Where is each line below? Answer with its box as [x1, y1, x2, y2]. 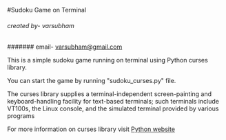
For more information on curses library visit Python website [7, 125, 176, 133]
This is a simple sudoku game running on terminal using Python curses [7, 56, 208, 65]
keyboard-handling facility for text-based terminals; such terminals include [7, 97, 219, 106]
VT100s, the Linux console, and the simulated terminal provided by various [7, 104, 219, 113]
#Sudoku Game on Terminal [7, 6, 87, 14]
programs [7, 112, 35, 120]
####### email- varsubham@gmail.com [7, 43, 123, 51]
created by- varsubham [7, 21, 74, 30]
